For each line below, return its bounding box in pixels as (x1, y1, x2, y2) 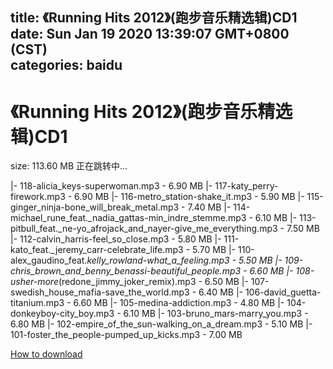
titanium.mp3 (10, 297, 65, 309)
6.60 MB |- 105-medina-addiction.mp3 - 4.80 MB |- (73, 297, 285, 309)
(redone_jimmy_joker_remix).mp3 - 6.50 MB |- (58, 276, 249, 288)
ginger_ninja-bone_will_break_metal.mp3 (10, 201, 180, 213)
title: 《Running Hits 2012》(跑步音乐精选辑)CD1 (10, 9, 298, 27)
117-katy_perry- (214, 180, 279, 192)
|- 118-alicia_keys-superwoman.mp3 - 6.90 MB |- (10, 180, 213, 192)
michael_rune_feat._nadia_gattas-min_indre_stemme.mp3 (10, 212, 247, 224)
